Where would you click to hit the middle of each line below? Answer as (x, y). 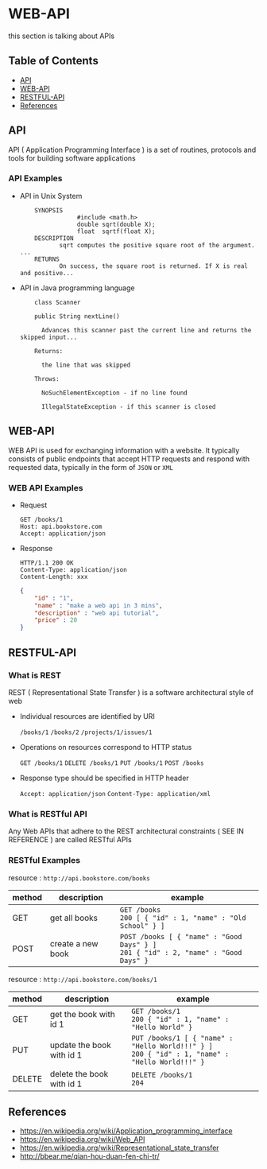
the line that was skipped (86, 365)
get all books (74, 918)
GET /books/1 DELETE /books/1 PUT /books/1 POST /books (112, 763)
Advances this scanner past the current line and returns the (146, 330)
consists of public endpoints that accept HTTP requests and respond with (129, 459)
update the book (80, 1045)
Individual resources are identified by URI (87, 716)
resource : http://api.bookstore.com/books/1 (83, 979)
